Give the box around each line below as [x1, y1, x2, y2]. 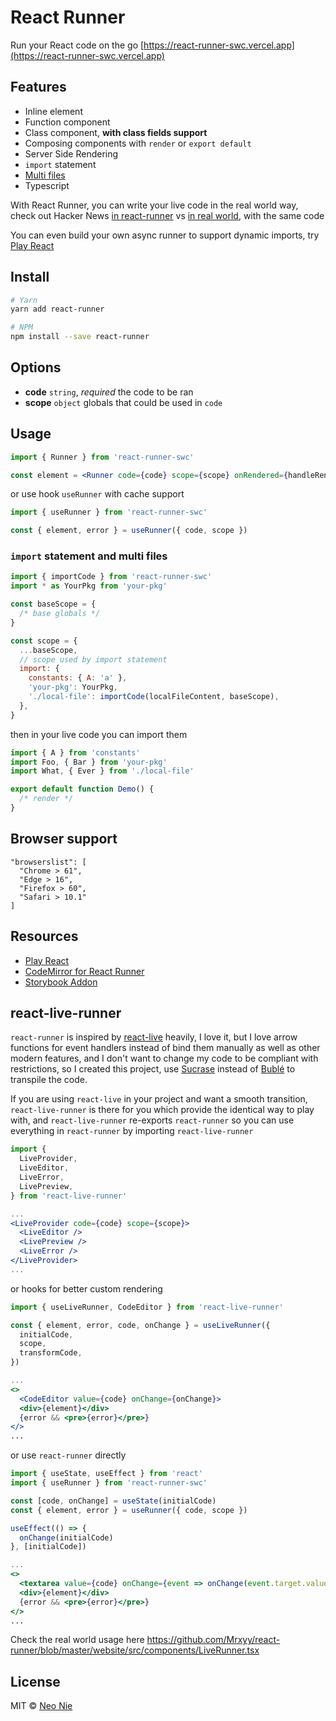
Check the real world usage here [10, 1634, 145, 1646]
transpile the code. [10, 1074, 88, 1086]
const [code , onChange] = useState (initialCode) [10, 1496, 217, 1506]
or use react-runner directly [10, 1449, 127, 1461]
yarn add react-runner [10, 304, 105, 315]
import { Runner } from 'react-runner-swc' [10, 452, 195, 462]
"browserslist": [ [10, 857, 87, 867]
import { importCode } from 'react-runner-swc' [10, 572, 213, 582]
